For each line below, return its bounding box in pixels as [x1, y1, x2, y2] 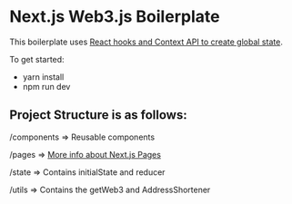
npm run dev [22, 81, 71, 92]
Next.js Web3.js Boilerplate [9, 6, 220, 27]
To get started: [9, 53, 65, 64]
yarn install [22, 71, 65, 83]
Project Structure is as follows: [9, 107, 188, 123]
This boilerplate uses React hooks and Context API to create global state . [9, 36, 284, 47]
